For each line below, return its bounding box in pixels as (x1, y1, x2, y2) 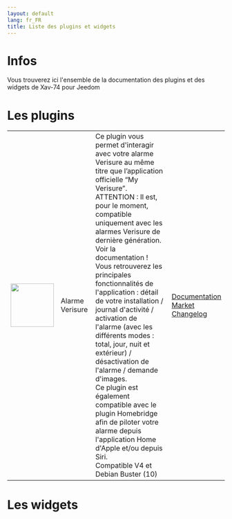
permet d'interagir (95, 140, 154, 150)
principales (95, 270, 132, 280)
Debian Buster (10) (95, 469, 157, 479)
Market (171, 301, 195, 310)
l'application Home (95, 434, 157, 444)
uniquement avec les (95, 218, 163, 228)
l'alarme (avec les (95, 322, 153, 332)
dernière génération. (95, 236, 162, 245)
